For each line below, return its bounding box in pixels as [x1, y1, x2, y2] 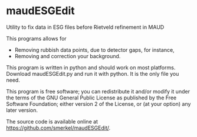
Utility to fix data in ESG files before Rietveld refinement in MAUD [6, 24, 165, 31]
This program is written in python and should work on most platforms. [6, 64, 176, 71]
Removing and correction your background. [14, 52, 121, 59]
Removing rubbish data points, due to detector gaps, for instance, [14, 46, 175, 54]
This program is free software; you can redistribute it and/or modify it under [6, 88, 191, 95]
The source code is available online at [6, 118, 98, 125]
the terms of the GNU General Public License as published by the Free [6, 94, 177, 101]
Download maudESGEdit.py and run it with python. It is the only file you [6, 70, 179, 77]
